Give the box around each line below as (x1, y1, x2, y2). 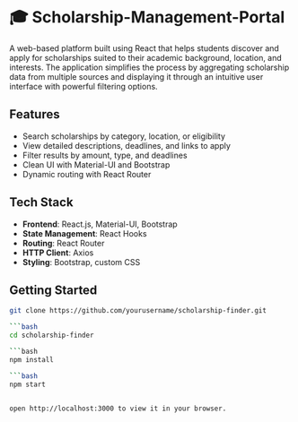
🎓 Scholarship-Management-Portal (9, 7, 285, 28)
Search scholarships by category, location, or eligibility (22, 131, 226, 142)
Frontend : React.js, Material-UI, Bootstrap (22, 219, 178, 229)
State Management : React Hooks (22, 228, 147, 238)
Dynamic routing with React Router (22, 168, 152, 179)
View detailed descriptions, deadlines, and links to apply (22, 140, 232, 151)
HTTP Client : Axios (22, 247, 94, 258)
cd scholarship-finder (9, 331, 94, 340)
